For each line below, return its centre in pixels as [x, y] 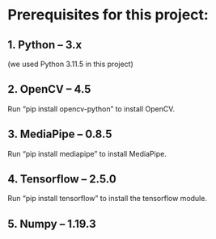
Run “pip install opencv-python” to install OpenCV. [91, 109]
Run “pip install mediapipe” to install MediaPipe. [87, 153]
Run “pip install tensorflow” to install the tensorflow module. [108, 199]
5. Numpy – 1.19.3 [52, 224]
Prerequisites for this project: [108, 15]
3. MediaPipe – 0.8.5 [60, 134]
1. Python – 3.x [45, 45]
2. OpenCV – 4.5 [49, 89]
